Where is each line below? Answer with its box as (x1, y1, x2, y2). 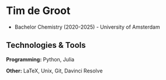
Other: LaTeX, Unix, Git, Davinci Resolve (6, 67, 103, 74)
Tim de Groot (6, 4, 71, 18)
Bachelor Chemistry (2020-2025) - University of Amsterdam (14, 23, 160, 30)
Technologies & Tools (6, 40, 86, 50)
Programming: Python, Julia (6, 55, 75, 62)
